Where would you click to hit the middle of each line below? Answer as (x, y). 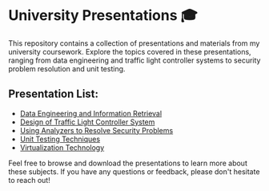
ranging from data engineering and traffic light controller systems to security (134, 60)
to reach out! (29, 180)
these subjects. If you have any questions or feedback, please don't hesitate (134, 171)
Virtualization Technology (62, 147)
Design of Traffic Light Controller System (87, 122)
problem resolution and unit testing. (67, 68)
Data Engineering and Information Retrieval (91, 113)
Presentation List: (53, 94)
